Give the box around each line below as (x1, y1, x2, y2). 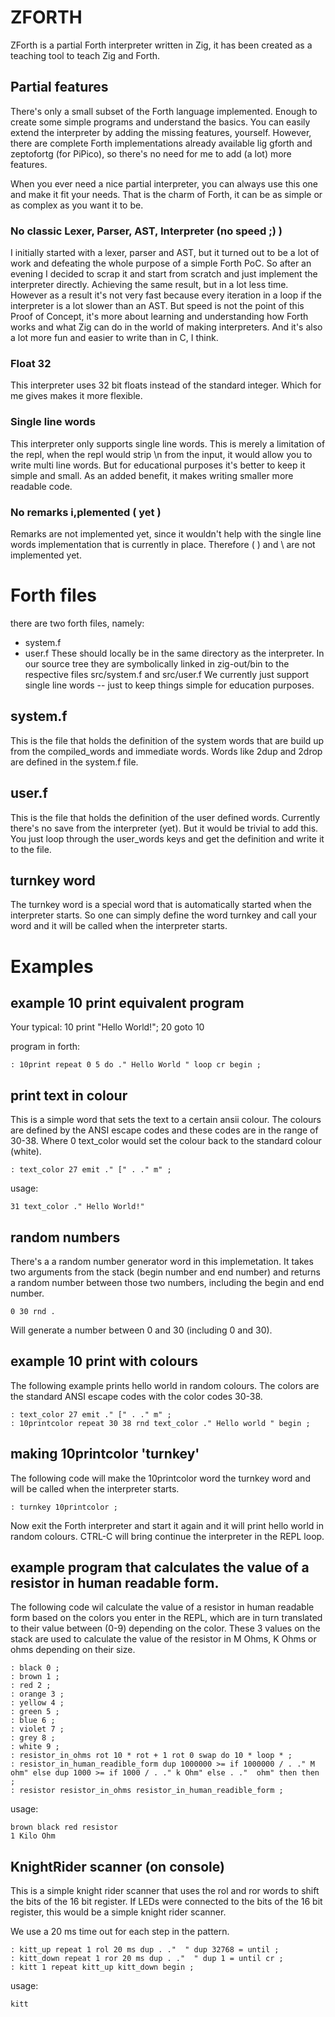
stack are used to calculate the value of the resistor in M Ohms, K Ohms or (10, 1633, 317, 1645)
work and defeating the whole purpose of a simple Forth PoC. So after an (10, 257, 312, 270)
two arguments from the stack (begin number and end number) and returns (10, 1266, 321, 1278)
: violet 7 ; (10, 1724, 65, 1735)
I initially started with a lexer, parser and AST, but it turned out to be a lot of (10, 247, 320, 259)
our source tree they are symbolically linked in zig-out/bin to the (24, 657, 290, 670)
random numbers (10, 1229, 121, 1246)
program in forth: (10, 1041, 81, 1053)
